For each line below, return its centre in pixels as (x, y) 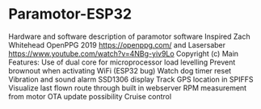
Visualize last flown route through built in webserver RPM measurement (128, 88)
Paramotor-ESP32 (70, 14)
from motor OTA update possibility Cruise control (90, 96)
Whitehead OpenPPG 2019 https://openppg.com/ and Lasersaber (117, 44)
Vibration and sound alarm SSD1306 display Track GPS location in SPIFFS (131, 79)
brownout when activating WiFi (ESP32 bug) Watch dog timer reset (120, 70)
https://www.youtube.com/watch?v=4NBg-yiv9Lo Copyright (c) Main (124, 53)
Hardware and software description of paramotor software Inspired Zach (129, 36)
